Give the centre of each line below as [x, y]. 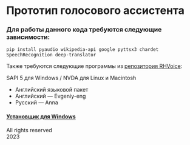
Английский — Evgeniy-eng [50, 96]
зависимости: [28, 37]
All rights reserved [29, 130]
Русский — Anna [37, 103]
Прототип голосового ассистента [96, 11]
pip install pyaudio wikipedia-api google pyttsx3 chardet [83, 50]
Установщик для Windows [41, 116]
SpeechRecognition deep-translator [51, 55]
